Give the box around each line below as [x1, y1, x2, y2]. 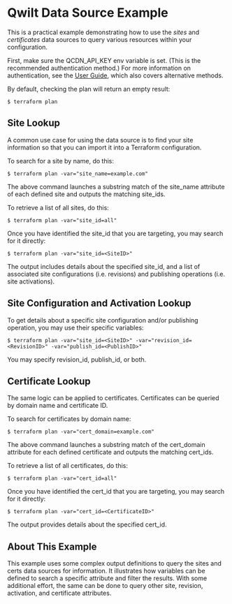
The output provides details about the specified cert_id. [7, 520, 167, 529]
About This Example [7, 540, 97, 552]
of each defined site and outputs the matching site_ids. [7, 190, 166, 198]
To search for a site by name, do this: [7, 156, 114, 165]
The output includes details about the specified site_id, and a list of [7, 262, 201, 270]
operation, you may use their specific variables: [7, 323, 145, 332]
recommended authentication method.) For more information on [7, 64, 191, 72]
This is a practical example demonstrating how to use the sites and [7, 28, 200, 36]
